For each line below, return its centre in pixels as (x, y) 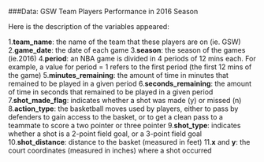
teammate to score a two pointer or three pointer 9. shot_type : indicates (125, 125)
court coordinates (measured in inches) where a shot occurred (110, 150)
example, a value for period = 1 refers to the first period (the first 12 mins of (130, 67)
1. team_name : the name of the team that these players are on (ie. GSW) (125, 42)
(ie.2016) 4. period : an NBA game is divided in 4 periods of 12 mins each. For (132, 59)
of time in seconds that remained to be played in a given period (111, 92)
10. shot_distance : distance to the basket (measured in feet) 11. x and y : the (129, 142)
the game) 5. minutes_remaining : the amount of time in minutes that (118, 75)
